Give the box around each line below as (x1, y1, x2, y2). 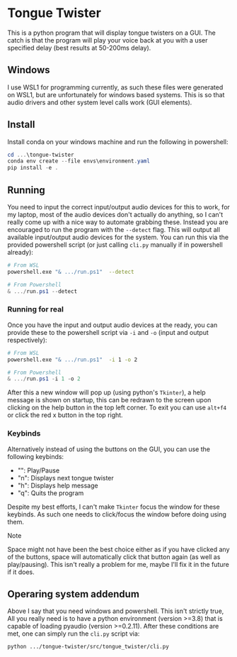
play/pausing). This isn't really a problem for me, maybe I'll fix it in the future (7, 560, 230, 568)
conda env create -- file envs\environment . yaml (7, 158, 151, 165)
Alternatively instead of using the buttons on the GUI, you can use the (7, 445, 211, 453)
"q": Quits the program (17, 488, 84, 497)
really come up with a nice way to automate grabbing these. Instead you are (7, 218, 229, 226)
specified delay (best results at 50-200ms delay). (7, 43, 151, 52)
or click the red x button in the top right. (7, 411, 123, 419)
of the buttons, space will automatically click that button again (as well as (7, 552, 221, 561)
